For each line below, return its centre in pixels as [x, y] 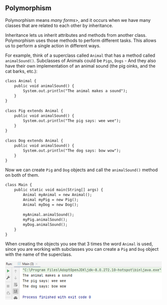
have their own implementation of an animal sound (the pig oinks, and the [80, 66]
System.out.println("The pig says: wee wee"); [72, 121]
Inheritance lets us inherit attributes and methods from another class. [76, 35]
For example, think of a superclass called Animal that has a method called [80, 55]
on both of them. [22, 175]
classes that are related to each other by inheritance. [59, 25]
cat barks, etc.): [21, 71]
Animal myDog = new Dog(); [51, 204]
